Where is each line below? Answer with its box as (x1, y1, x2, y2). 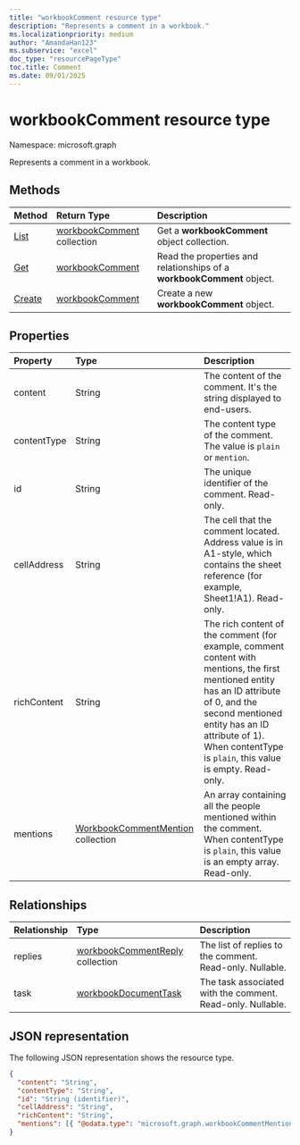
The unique (204, 466, 252, 478)
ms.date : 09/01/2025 (9, 72, 87, 80)
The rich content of (204, 618, 285, 630)
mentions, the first (204, 662, 280, 675)
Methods (9, 182, 61, 198)
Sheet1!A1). (204, 592, 255, 604)
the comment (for (204, 629, 278, 642)
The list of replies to (199, 939, 283, 952)
